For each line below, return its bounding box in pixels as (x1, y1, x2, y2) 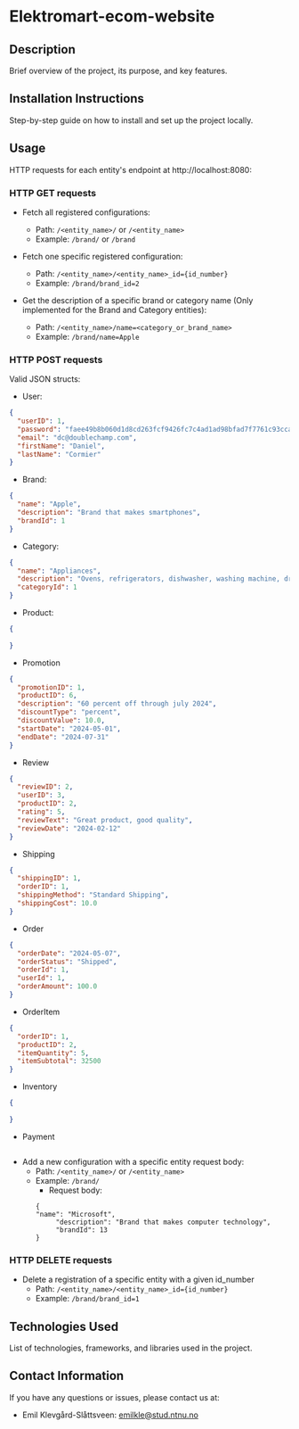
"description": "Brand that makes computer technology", (55, 1218, 271, 1227)
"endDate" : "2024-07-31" (17, 732, 109, 741)
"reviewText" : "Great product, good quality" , (17, 815, 193, 824)
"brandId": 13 (55, 1225, 109, 1235)
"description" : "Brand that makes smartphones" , (17, 508, 201, 517)
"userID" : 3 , (17, 791, 66, 800)
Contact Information (9, 1368, 125, 1384)
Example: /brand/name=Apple (35, 331, 140, 342)
